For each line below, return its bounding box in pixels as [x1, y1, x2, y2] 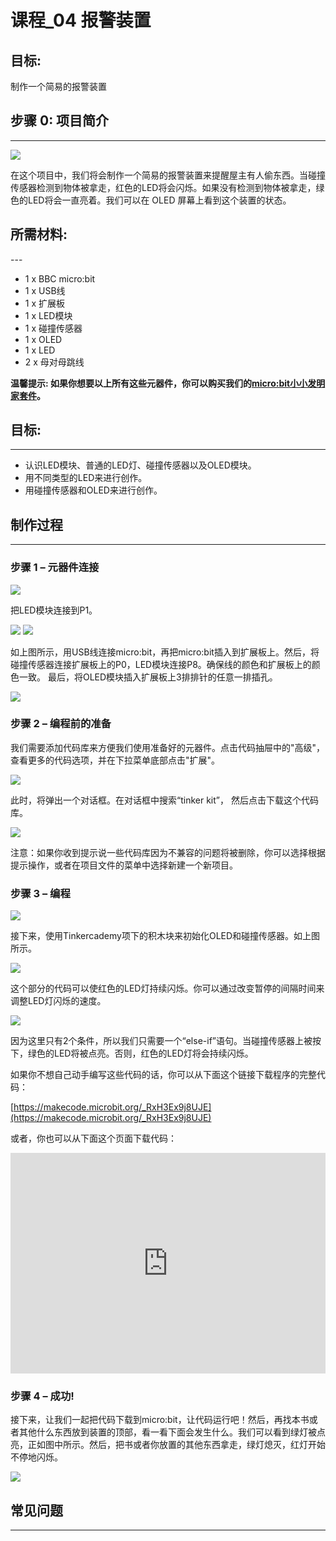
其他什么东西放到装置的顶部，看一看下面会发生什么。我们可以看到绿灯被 [18, 1426, 317, 1438]
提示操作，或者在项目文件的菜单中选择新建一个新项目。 [10, 859, 238, 871]
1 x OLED [24, 333, 63, 345]
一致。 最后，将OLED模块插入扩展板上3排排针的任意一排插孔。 [18, 671, 278, 683]
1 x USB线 [24, 284, 66, 296]
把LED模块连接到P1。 [10, 604, 98, 616]
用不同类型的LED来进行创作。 [24, 472, 148, 484]
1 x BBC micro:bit [24, 272, 96, 285]
